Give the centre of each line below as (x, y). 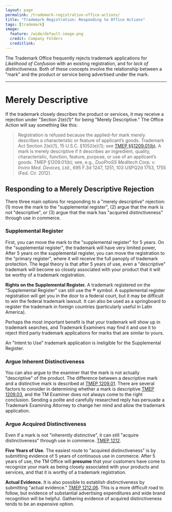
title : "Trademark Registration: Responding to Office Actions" (75, 19)
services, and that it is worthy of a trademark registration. (66, 473)
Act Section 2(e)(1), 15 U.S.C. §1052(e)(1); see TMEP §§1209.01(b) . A (89, 146)
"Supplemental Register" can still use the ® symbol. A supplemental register (85, 290)
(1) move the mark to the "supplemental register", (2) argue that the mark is (84, 207)
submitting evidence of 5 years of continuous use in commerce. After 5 (80, 456)
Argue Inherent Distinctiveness (45, 361)
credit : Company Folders (36, 39)
